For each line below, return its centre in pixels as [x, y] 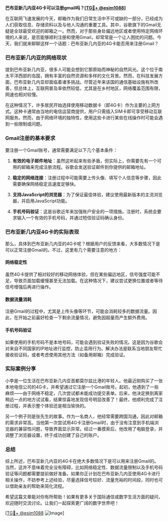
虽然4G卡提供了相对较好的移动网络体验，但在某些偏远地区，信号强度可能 [80, 274]
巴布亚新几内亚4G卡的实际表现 [42, 232]
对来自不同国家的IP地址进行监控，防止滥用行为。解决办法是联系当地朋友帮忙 [84, 348]
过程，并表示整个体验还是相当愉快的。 [49, 405]
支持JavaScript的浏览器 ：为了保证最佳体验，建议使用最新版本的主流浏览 [87, 194]
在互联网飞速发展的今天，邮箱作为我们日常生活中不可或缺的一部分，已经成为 [84, 19]
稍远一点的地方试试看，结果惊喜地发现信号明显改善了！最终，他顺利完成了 [82, 399]
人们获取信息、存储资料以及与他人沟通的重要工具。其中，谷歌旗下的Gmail [81, 25]
